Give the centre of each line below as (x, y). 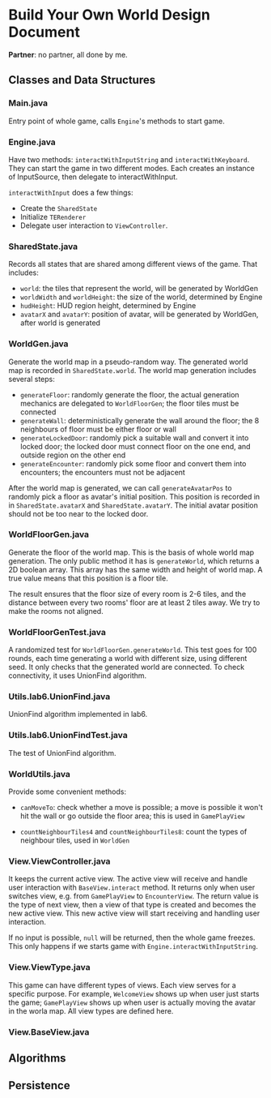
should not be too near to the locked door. (78, 513)
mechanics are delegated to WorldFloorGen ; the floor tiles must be (129, 403)
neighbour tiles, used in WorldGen (75, 840)
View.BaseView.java (49, 1032)
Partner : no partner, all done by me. (68, 54)
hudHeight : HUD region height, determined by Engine (108, 306)
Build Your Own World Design (109, 15)
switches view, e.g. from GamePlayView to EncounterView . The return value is (133, 896)
